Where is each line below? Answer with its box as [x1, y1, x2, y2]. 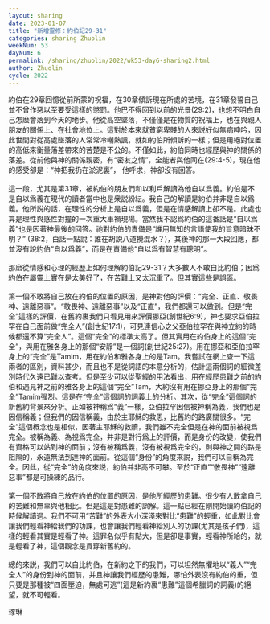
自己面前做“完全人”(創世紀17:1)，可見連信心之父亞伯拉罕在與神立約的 [22, 321, 250, 330]
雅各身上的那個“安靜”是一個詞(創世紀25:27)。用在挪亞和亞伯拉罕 [47, 341, 260, 351]
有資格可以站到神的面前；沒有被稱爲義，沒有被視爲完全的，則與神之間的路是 [8, 441, 262, 451]
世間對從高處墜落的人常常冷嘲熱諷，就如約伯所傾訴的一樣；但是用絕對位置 [14, 134, 262, 145]
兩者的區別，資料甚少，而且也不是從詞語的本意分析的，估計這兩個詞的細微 [8, 361, 255, 371]
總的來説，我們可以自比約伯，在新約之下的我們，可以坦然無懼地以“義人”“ [8, 560, 251, 569]
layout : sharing [8, 11, 63, 20]
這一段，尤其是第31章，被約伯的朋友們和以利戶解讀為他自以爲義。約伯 [8, 183, 241, 193]
